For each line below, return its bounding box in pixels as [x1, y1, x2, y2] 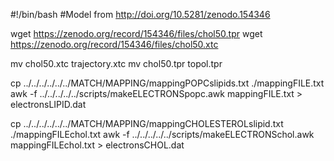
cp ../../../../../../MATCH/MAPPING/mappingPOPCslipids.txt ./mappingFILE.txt [10, 77, 325, 89]
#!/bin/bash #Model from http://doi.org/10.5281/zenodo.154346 [10, 9, 271, 20]
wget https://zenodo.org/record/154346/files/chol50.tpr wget [10, 28, 263, 39]
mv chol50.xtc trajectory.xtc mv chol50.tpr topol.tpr [10, 58, 223, 69]
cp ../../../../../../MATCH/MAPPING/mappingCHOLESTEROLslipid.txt [10, 118, 284, 129]
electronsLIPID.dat [10, 99, 87, 110]
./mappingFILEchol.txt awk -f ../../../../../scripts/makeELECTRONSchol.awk [10, 129, 315, 140]
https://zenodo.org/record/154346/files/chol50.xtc [10, 39, 219, 50]
